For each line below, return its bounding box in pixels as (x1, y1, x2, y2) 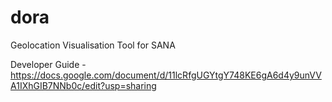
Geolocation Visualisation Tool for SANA (10, 39, 176, 51)
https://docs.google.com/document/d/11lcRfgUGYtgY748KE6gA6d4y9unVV (10, 69, 322, 81)
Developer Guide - (10, 58, 87, 70)
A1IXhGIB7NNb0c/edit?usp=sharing (10, 79, 157, 91)
